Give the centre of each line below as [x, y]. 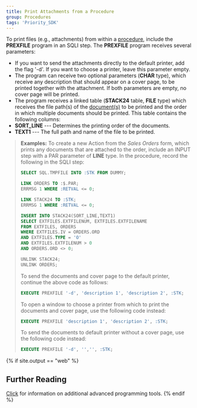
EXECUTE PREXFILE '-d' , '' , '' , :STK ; [67, 350]
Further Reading [36, 379]
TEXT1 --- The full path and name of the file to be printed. [85, 132]
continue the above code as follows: [64, 282]
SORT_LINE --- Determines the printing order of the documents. [92, 126]
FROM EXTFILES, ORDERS [48, 227]
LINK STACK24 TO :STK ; [48, 200]
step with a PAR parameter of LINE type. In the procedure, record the [104, 156]
